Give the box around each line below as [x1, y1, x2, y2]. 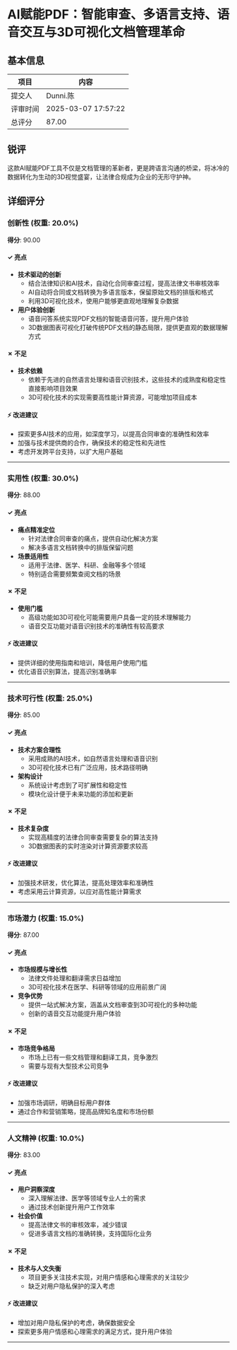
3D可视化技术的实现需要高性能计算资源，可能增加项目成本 [28, 393, 197, 401]
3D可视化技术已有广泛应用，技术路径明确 [28, 763, 148, 771]
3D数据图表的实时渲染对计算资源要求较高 [28, 842, 148, 850]
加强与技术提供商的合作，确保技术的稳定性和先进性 [17, 439, 166, 447]
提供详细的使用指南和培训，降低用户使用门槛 [17, 659, 148, 667]
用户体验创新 [17, 305, 55, 314]
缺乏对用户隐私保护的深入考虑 [28, 1281, 115, 1290]
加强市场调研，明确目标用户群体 [17, 1098, 111, 1107]
